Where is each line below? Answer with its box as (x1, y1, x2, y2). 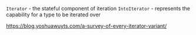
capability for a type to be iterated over (6, 11, 101, 18)
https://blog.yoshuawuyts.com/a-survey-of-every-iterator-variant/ (6, 23, 167, 29)
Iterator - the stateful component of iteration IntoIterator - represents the (6, 5, 190, 12)
